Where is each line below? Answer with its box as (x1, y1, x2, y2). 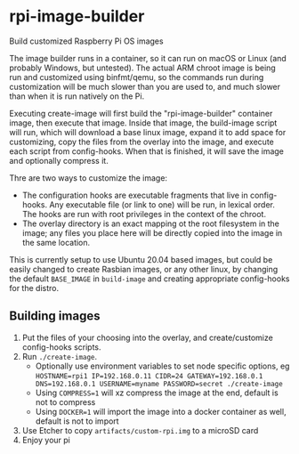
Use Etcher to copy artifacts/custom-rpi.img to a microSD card (21, 425, 259, 435)
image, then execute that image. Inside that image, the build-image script (9, 118, 278, 128)
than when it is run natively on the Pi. (9, 91, 145, 101)
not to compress (35, 396, 96, 407)
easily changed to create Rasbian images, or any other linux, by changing (9, 263, 279, 274)
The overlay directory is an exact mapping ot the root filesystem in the (21, 218, 280, 229)
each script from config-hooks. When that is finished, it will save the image (9, 145, 285, 157)
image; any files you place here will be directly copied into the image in (21, 227, 283, 238)
